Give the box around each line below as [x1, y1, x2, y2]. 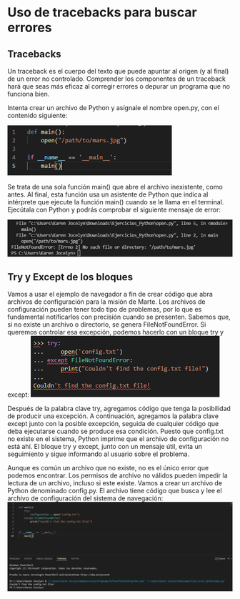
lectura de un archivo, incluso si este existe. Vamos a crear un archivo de [7, 479, 223, 487]
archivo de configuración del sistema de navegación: [7, 494, 164, 503]
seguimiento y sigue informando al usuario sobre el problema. [7, 450, 190, 458]
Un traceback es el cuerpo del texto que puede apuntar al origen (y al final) [7, 67, 229, 75]
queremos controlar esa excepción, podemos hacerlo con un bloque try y [7, 328, 224, 337]
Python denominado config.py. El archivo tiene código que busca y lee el [7, 487, 223, 495]
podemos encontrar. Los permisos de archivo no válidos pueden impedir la [7, 471, 228, 480]
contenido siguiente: [7, 112, 68, 119]
